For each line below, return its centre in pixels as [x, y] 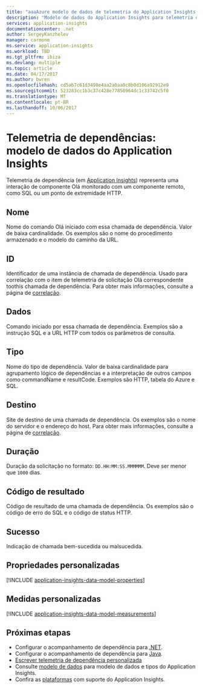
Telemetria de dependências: [81, 138]
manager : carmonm [28, 40]
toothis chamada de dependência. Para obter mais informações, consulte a [100, 286]
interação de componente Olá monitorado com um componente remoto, [96, 187]
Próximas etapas [38, 632]
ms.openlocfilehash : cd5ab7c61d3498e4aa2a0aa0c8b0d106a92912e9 [88, 86]
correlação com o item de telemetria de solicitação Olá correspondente [95, 280]
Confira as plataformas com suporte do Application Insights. [90, 679]
